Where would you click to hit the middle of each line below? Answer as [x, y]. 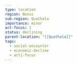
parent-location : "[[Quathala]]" [39, 37]
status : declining [24, 32]
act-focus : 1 [18, 28]
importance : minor [24, 23]
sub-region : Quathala [27, 19]
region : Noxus [19, 14]
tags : [10, 42]
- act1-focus [23, 55]
